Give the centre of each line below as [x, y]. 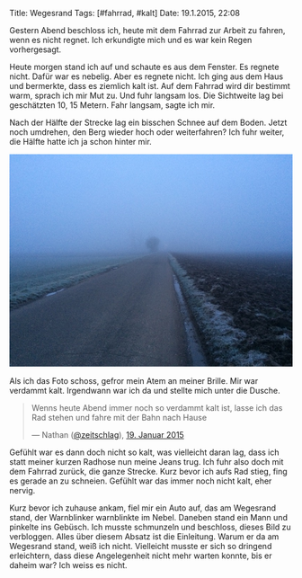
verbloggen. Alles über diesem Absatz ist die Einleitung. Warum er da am [144, 537]
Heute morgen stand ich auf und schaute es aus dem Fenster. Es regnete [144, 67]
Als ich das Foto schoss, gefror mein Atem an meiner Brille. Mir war [134, 381]
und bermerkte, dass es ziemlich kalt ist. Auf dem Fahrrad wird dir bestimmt [150, 86]
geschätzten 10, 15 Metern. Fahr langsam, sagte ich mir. [112, 105]
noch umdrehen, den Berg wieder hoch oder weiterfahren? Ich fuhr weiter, [147, 132]
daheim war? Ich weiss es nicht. [68, 565]
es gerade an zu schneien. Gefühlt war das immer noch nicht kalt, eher [141, 481]
